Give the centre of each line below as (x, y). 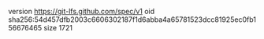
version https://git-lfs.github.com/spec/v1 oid (82, 11)
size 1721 (58, 28)
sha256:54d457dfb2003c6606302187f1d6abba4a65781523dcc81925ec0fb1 (132, 19)
